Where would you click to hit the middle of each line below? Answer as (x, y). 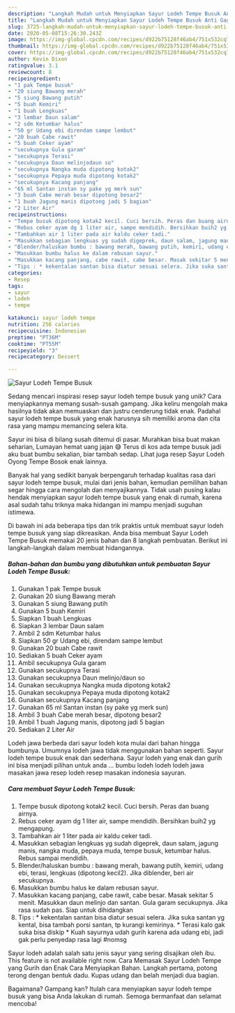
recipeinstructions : (38, 215)
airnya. (28, 814)
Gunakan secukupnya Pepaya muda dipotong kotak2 (94, 693)
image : (17, 40)
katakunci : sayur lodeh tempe (52, 318)
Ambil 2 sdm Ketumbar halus (59, 633)
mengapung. (36, 829)
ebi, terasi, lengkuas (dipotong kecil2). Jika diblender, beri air (106, 873)
